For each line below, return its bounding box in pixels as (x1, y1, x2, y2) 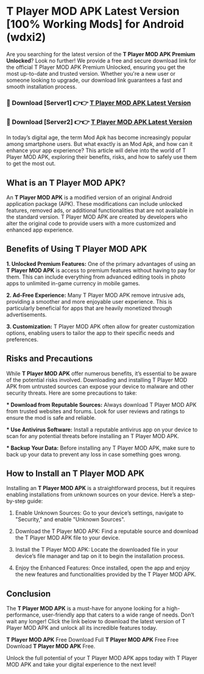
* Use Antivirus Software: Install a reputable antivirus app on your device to (6, 426, 198, 433)
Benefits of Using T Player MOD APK (6, 244, 147, 254)
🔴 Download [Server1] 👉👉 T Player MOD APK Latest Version (6, 98, 191, 107)
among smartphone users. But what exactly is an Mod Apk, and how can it (6, 141, 193, 148)
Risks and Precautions (6, 353, 93, 364)
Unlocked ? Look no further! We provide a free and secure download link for (6, 57, 197, 64)
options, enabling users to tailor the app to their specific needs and (6, 329, 175, 337)
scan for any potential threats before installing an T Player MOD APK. (6, 432, 180, 439)
